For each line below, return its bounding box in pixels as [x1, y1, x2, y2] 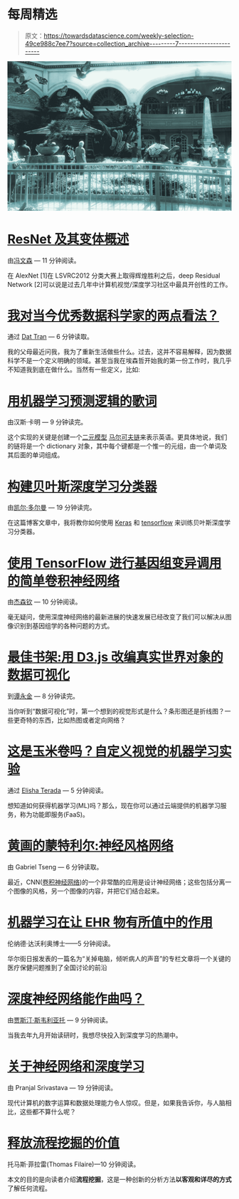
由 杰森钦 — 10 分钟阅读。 [7, 597, 82, 606]
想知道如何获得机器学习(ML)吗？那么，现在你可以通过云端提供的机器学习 [7, 802, 221, 810]
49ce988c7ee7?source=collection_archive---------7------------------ [24, 39, 230, 48]
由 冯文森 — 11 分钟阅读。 [7, 256, 80, 264]
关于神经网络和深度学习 [7, 1059, 145, 1075]
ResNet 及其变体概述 [7, 231, 129, 247]
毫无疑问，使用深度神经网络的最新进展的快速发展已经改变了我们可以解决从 [7, 613, 225, 622]
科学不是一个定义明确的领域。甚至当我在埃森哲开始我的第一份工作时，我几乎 [7, 357, 232, 365]
